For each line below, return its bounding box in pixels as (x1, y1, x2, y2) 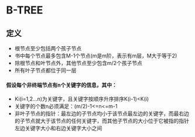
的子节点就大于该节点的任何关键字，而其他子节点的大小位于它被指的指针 (14, 118, 189, 125)
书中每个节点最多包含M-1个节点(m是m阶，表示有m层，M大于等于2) (14, 52, 177, 59)
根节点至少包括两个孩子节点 (14, 45, 82, 52)
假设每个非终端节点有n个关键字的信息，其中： (6, 81, 117, 88)
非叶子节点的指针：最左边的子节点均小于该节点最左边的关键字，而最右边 (14, 110, 189, 117)
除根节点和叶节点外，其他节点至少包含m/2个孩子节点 (14, 60, 142, 66)
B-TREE (6, 4, 43, 17)
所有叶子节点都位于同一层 (14, 67, 77, 74)
